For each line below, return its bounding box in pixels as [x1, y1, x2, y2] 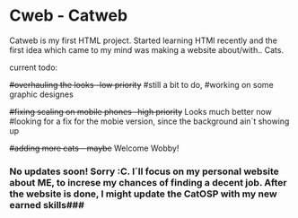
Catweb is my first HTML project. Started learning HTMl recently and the [9, 35, 278, 46]
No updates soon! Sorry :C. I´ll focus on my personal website [9, 165, 280, 178]
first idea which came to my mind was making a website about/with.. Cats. [9, 44, 285, 55]
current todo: [9, 62, 58, 73]
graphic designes [9, 89, 74, 100]
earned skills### [9, 198, 85, 211]
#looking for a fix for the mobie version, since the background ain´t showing [9, 116, 290, 126]
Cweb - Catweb [9, 5, 128, 26]
